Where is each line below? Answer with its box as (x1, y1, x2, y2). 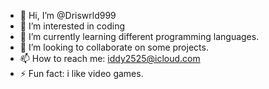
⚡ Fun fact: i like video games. (19, 68, 144, 79)
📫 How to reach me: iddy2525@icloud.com (19, 53, 201, 64)
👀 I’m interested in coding (19, 20, 126, 32)
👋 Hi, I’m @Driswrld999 (19, 10, 117, 21)
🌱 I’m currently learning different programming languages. (19, 31, 260, 42)
